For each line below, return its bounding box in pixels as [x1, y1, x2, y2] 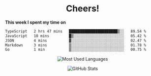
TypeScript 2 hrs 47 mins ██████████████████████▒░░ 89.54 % [5, 29, 147, 34]
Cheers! [65, 3, 100, 14]
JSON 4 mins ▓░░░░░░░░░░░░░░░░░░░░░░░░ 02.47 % [5, 38, 147, 43]
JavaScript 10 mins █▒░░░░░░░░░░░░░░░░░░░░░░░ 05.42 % [5, 33, 147, 38]
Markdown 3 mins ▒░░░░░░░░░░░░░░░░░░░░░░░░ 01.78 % [5, 42, 147, 47]
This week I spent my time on [5, 19, 66, 25]
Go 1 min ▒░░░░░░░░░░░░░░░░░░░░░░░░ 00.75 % [5, 47, 147, 52]
